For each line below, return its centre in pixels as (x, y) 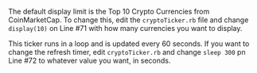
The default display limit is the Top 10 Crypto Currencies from (109, 12)
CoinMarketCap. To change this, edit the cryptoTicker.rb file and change (128, 20)
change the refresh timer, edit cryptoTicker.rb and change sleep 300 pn (127, 52)
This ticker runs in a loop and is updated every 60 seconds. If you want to (129, 44)
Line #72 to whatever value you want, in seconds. (90, 60)
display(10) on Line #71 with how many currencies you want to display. (125, 28)
